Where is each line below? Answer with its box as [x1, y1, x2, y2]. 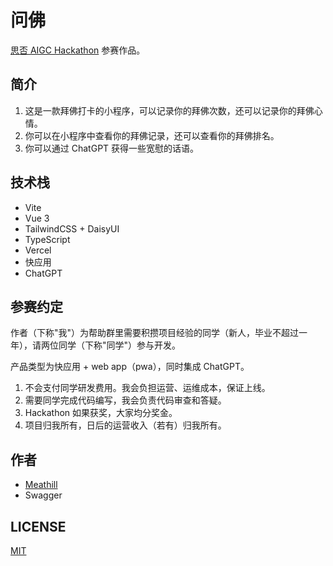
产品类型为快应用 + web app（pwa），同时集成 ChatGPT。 [10, 361, 250, 373]
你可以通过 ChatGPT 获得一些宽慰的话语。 [24, 142, 200, 154]
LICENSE [10, 518, 67, 535]
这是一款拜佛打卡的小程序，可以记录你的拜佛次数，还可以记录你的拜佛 [24, 104, 315, 116]
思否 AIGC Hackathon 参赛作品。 [10, 44, 146, 56]
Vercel [24, 244, 52, 256]
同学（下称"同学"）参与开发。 [58, 339, 182, 351]
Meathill [24, 479, 58, 491]
